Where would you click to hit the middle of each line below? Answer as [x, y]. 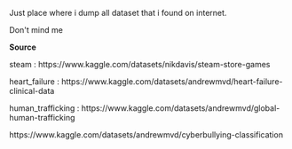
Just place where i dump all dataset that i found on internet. [118, 13]
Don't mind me [36, 30]
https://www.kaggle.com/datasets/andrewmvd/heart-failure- [172, 82]
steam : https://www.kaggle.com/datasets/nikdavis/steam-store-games [140, 64]
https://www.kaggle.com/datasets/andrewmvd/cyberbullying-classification [146, 135]
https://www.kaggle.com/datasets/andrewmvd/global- [181, 108]
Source [23, 47]
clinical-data [32, 91]
